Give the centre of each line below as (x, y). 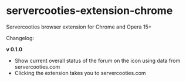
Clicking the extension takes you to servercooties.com (80, 73)
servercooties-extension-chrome (89, 11)
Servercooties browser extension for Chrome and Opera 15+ (79, 27)
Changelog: (20, 38)
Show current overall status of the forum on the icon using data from (97, 60)
